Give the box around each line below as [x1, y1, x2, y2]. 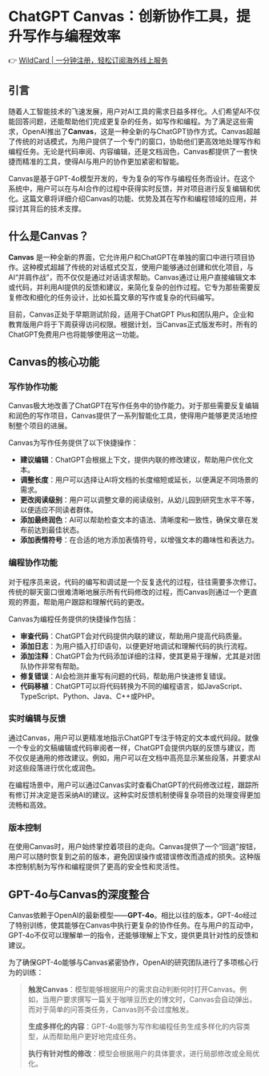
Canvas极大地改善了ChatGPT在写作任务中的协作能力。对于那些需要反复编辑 [8, 401, 259, 411]
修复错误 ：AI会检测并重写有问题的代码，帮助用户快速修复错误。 [19, 671, 231, 681]
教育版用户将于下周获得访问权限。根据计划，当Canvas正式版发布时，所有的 [8, 319, 258, 329]
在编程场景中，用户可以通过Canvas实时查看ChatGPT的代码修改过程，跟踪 [8, 779, 252, 790]
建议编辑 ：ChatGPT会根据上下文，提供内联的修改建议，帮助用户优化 [19, 455, 247, 465]
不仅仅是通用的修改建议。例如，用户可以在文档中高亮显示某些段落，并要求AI [8, 753, 261, 763]
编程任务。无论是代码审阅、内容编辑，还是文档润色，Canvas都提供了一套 [8, 146, 251, 156]
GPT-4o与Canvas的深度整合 [8, 888, 150, 901]
